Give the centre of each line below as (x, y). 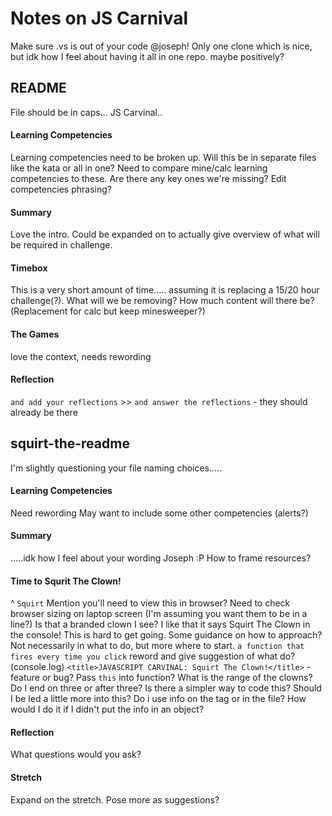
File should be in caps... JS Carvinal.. (86, 112)
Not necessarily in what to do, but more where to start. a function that (157, 646)
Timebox (29, 268)
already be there (44, 412)
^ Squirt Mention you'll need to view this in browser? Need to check (150, 603)
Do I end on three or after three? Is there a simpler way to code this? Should (166, 688)
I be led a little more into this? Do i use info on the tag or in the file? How (158, 699)
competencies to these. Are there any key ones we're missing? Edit (148, 178)
